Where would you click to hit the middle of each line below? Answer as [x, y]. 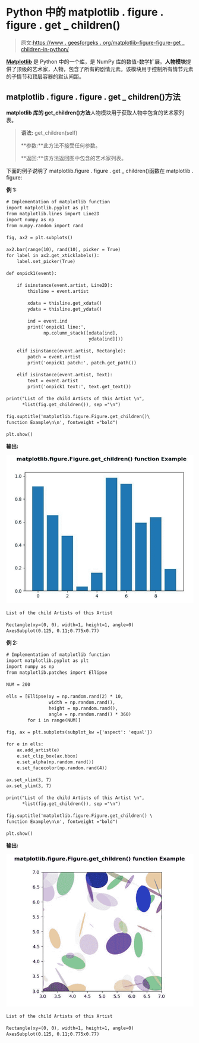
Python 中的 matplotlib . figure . [85, 12]
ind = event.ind [48, 321]
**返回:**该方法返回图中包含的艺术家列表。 [73, 158]
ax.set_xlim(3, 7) [29, 780]
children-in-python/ [45, 49]
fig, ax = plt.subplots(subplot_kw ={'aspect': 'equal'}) [79, 732]
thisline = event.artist [58, 291]
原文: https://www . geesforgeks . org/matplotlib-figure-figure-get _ [103, 42]
